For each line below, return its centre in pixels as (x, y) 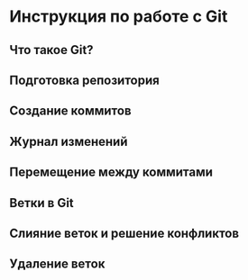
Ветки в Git (41, 203)
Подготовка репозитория (84, 80)
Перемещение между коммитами (111, 172)
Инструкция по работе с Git (119, 17)
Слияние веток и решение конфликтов (124, 233)
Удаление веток (57, 264)
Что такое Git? (51, 50)
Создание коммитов (70, 111)
